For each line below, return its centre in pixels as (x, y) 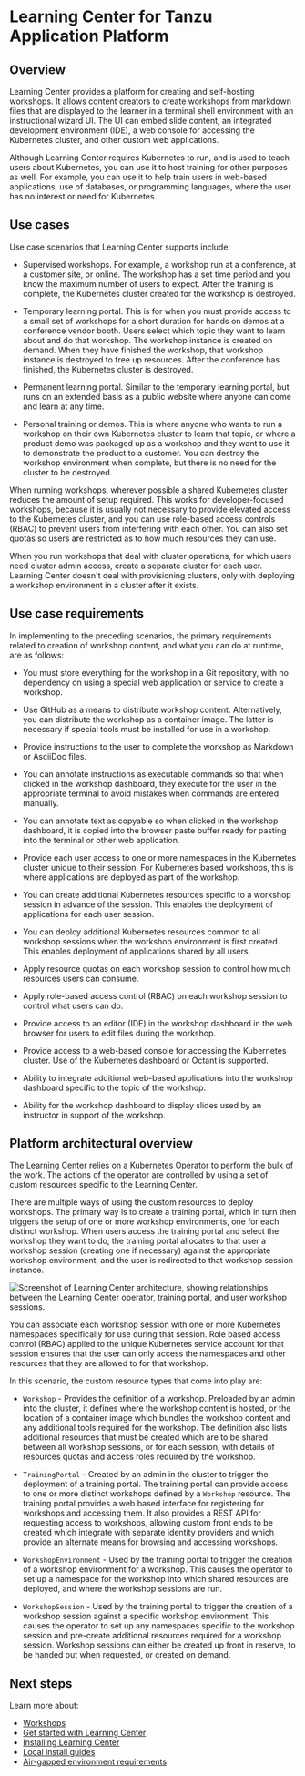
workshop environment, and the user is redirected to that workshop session (152, 1261)
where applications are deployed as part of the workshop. (131, 877)
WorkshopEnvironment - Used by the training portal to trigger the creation (158, 1560)
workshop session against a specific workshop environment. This (146, 1616)
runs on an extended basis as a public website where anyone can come (157, 396)
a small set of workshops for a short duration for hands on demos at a (153, 321)
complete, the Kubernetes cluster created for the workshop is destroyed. (159, 293)
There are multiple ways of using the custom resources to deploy (132, 1202)
